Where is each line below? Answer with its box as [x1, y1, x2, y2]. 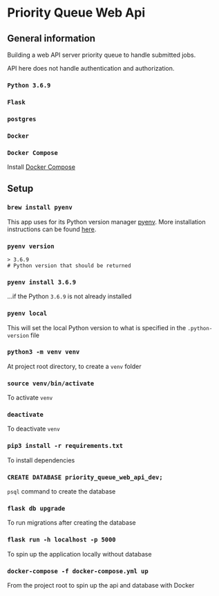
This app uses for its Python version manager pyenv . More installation [7, 217, 206, 226]
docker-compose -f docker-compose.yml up [7, 567, 149, 575]
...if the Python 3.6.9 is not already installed [7, 292, 132, 300]
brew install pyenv [7, 204, 73, 212]
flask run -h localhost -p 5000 [7, 536, 116, 544]
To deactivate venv [7, 424, 60, 433]
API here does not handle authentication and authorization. [7, 64, 175, 72]
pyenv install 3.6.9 [7, 278, 77, 286]
